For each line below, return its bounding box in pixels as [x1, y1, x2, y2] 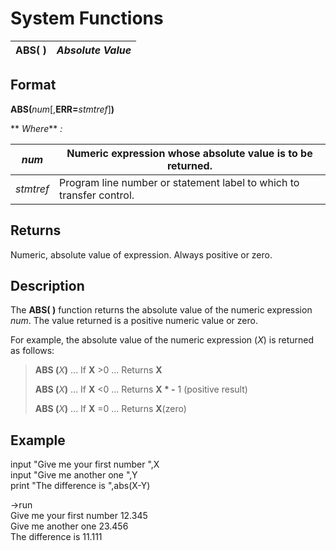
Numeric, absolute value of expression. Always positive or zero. [10, 248, 273, 261]
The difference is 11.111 [10, 531, 103, 543]
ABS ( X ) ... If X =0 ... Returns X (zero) [34, 403, 187, 415]
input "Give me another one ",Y [10, 469, 138, 481]
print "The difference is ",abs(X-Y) [10, 480, 151, 492]
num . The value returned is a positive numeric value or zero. [10, 315, 258, 327]
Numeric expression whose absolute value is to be [66, 146, 313, 160]
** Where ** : [10, 122, 63, 134]
